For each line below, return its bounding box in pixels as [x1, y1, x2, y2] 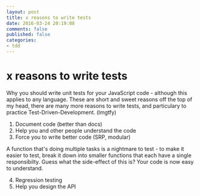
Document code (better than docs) [15, 120, 102, 128]
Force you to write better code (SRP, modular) [15, 133, 131, 141]
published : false [6, 32, 51, 38]
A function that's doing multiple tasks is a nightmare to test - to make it [6, 145, 184, 152]
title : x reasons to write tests [6, 15, 91, 21]
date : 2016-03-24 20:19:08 [6, 20, 75, 26]
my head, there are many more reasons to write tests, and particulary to [6, 102, 187, 110]
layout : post [6, 9, 40, 15]
